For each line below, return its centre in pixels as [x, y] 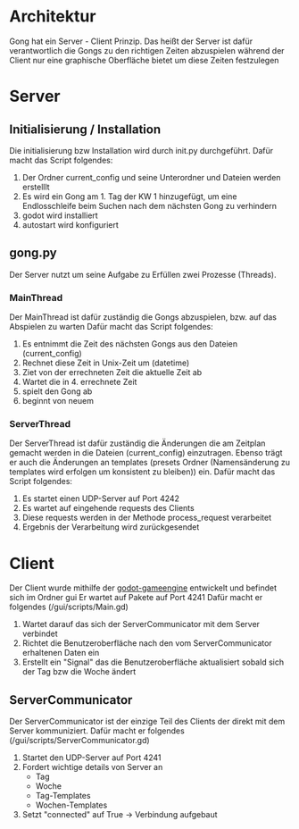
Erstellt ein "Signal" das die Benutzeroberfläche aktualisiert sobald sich [153, 662]
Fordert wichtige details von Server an [92, 767]
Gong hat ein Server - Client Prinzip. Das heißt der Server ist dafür [131, 41]
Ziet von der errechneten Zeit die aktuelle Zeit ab [112, 373]
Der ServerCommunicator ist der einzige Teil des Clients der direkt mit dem [147, 722]
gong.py [33, 253]
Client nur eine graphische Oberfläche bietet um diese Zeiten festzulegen [144, 60]
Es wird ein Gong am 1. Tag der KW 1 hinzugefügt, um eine [129, 196]
